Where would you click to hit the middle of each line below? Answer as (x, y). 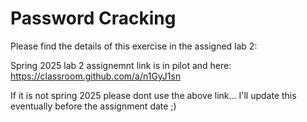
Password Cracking (93, 18)
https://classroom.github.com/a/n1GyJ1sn (96, 76)
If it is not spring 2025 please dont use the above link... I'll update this (153, 95)
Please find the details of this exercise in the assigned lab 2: (134, 46)
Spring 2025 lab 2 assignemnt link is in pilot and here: (121, 65)
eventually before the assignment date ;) (93, 106)
